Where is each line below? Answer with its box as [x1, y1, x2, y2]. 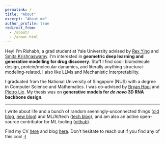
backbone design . [5, 94, 43, 100]
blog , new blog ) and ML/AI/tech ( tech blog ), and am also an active [5, 114, 139, 119]
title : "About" [5, 12, 36, 17]
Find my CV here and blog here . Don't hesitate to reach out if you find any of [5, 128, 160, 134]
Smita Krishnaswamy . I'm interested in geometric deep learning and [5, 53, 144, 59]
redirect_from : [5, 26, 36, 30]
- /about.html [9, 35, 38, 40]
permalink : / [5, 7, 32, 12]
